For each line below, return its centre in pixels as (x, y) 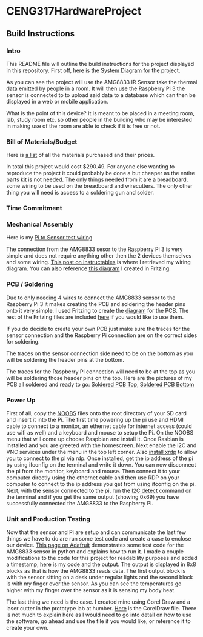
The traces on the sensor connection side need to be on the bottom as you (100, 353)
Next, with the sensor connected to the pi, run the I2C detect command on (99, 490)
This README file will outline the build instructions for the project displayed (100, 64)
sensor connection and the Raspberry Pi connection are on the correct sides (102, 335)
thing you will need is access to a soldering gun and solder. (80, 193)
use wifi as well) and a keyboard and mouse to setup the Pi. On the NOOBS (100, 432)
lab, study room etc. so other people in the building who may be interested (99, 119)
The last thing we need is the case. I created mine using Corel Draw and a (98, 602)
